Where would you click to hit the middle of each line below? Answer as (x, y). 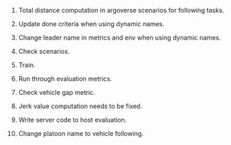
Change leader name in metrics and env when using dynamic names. (119, 37)
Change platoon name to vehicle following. (81, 133)
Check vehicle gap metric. (57, 92)
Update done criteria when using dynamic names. (91, 24)
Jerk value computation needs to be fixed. (80, 106)
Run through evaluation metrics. (65, 79)
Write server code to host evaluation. (72, 120)
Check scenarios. (44, 51)
